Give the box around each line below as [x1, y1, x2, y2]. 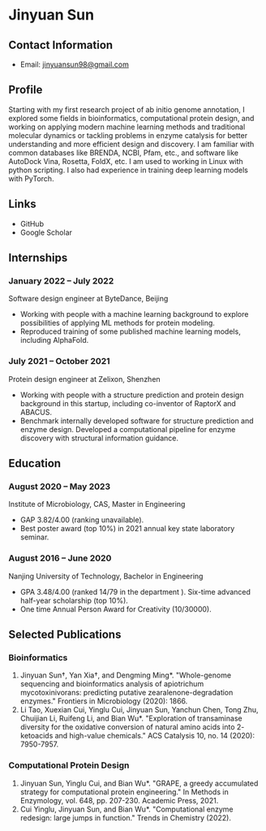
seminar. [19, 532, 49, 542]
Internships [8, 251, 68, 265]
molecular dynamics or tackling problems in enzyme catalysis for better [8, 130, 248, 140]
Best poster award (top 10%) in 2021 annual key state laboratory [19, 524, 235, 534]
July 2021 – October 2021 [8, 356, 111, 367]
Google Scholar [19, 227, 73, 237]
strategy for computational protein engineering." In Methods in [19, 786, 229, 797]
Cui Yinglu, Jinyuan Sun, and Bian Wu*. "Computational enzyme [19, 804, 234, 814]
